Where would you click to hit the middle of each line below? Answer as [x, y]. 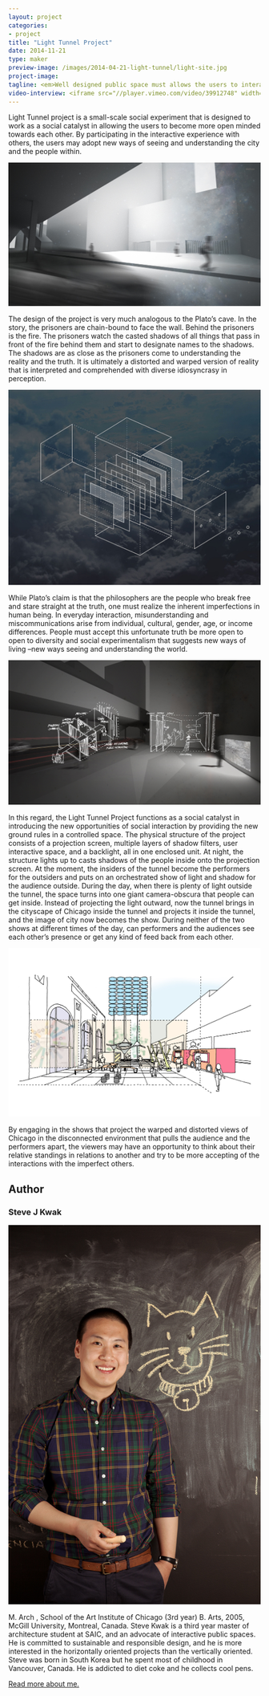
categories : [28, 25]
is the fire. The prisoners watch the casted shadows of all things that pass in [134, 336]
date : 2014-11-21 [37, 51]
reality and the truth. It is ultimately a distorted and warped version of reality [134, 362]
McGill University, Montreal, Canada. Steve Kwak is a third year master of [129, 1625]
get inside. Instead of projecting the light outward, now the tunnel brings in [131, 903]
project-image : [34, 76]
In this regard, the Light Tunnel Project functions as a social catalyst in [124, 818]
